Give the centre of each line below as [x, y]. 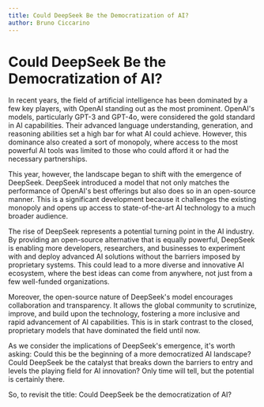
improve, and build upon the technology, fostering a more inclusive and [124, 314]
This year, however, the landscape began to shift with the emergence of [125, 174]
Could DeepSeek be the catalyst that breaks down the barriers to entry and [130, 363]
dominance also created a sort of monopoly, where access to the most [123, 142]
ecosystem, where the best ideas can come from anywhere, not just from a [130, 274]
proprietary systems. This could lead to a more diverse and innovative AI [126, 265]
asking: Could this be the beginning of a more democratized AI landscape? [130, 354]
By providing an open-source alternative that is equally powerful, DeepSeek [132, 240]
